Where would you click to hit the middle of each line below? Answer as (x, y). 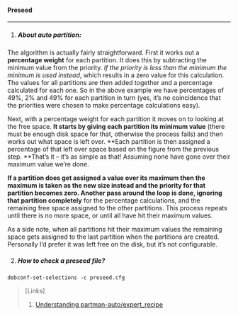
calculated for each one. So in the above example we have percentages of (116, 90)
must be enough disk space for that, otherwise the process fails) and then (115, 134)
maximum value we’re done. (49, 164)
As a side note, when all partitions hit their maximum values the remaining (115, 230)
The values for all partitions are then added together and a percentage (110, 83)
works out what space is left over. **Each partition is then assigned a (109, 142)
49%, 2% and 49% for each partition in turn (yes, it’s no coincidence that (114, 98)
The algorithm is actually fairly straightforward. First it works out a (103, 52)
